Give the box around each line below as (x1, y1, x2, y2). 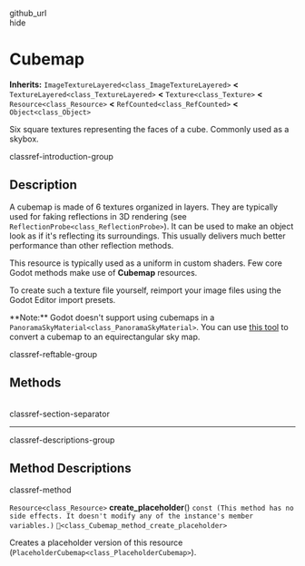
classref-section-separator (9, 408, 111, 419)
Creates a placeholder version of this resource (9, 537, 183, 548)
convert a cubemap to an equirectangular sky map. (9, 331, 201, 342)
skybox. (9, 133, 39, 144)
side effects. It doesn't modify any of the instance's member (9, 512, 254, 521)
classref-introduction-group (9, 151, 113, 161)
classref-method (9, 484, 72, 495)
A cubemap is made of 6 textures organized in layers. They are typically (9, 201, 279, 212)
